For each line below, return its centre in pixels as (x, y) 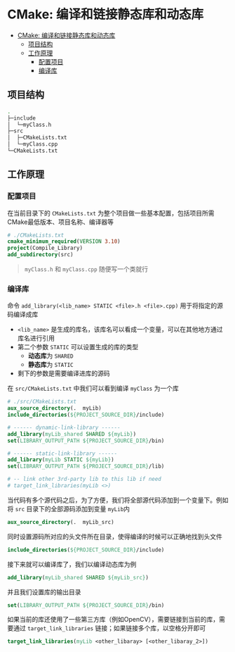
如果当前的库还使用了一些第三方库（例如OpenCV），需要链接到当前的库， (113, 620)
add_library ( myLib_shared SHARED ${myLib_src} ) (78, 577)
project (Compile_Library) (45, 248)
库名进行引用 (36, 338)
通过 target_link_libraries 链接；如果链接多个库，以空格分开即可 (109, 628)
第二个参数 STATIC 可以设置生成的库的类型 (78, 347)
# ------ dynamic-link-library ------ (64, 427)
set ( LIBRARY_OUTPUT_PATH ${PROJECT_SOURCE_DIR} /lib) (86, 466)
